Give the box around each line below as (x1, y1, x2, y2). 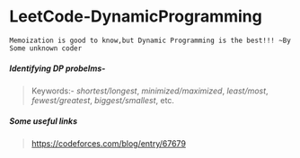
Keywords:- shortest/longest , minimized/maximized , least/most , (31, 85, 269, 96)
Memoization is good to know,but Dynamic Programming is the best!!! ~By (9, 36, 292, 45)
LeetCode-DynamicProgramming (9, 6, 262, 27)
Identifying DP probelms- (9, 63, 106, 74)
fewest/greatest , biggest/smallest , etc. (31, 94, 175, 105)
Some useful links (9, 115, 78, 127)
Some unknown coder (9, 43, 83, 53)
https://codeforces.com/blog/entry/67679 (31, 137, 187, 149)
